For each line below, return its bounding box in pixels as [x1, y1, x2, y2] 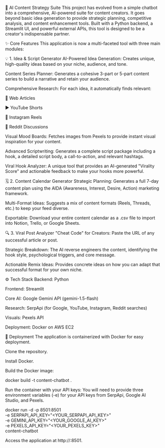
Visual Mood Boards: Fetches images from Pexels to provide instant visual [5, 133, 156, 139]
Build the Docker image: [5, 368, 54, 373]
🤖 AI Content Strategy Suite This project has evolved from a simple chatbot [5, 5, 158, 10]
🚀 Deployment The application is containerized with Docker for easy [5, 334, 144, 339]
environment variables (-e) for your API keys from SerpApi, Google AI [5, 392, 146, 398]
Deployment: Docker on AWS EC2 [5, 324, 74, 330]
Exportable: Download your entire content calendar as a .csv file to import [5, 215, 156, 221]
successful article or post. [5, 237, 58, 243]
